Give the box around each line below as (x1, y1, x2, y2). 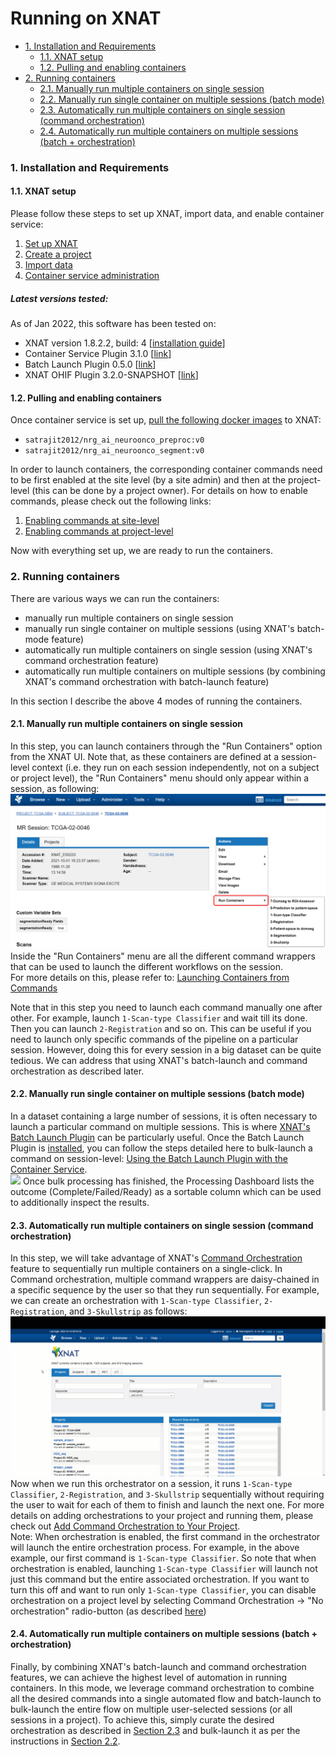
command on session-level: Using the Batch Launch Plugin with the (10, 1153, 289, 1164)
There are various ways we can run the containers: (10, 592, 220, 604)
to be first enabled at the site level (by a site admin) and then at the (10, 474, 287, 486)
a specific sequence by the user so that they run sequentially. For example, (10, 1284, 320, 1296)
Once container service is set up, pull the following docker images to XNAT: (10, 414, 322, 426)
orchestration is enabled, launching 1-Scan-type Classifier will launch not (10, 1562, 318, 1574)
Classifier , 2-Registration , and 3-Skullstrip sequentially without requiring (10, 1488, 325, 1500)
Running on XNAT (10, 7, 162, 30)
